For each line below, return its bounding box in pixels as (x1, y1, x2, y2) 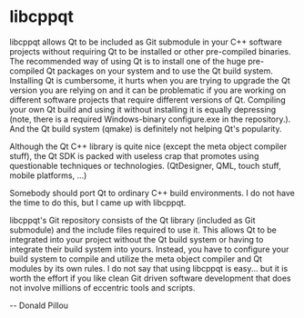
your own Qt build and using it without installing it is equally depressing (9, 104, 277, 114)
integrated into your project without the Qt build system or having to (9, 234, 264, 244)
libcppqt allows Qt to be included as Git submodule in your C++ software (9, 36, 282, 47)
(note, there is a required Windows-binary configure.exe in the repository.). (9, 114, 291, 124)
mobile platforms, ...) (9, 170, 87, 181)
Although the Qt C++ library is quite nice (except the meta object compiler (9, 141, 288, 152)
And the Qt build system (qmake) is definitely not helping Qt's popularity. (9, 123, 282, 134)
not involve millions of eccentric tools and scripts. (9, 282, 196, 293)
